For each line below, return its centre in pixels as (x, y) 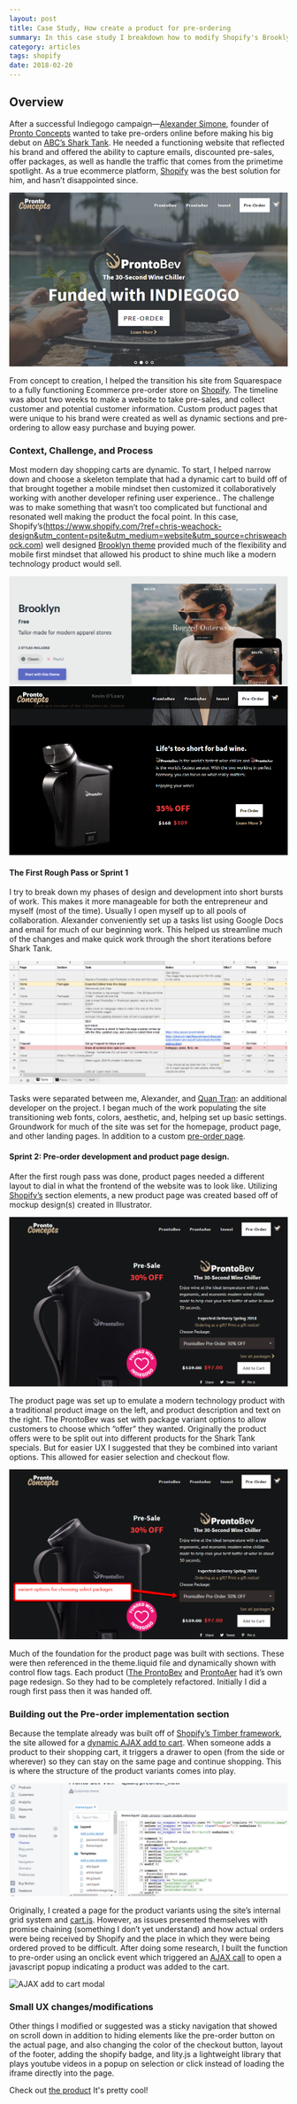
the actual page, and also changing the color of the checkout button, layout (146, 2045)
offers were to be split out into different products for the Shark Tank (132, 1438)
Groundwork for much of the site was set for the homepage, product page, (145, 1127)
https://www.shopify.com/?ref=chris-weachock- (134, 526)
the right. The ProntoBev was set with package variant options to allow (138, 1419)
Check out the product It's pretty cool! (79, 2091)
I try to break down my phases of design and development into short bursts (146, 892)
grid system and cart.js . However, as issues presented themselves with (138, 1919)
